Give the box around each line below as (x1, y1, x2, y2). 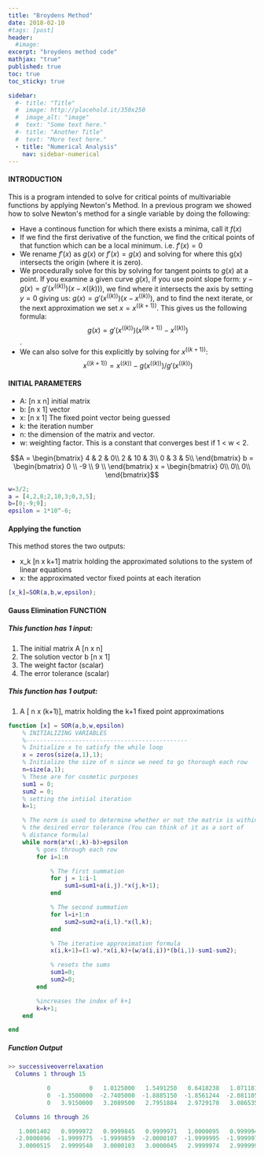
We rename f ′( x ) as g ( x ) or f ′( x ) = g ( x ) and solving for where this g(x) (19, 249, 243, 258)
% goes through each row (36, 845, 118, 854)
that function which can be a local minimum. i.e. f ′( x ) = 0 (19, 241, 203, 250)
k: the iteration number (19, 421, 93, 430)
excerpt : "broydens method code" (8, 48, 118, 56)
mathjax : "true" (8, 56, 61, 64)
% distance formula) (22, 831, 90, 839)
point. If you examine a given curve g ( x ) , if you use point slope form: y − (19, 274, 254, 283)
